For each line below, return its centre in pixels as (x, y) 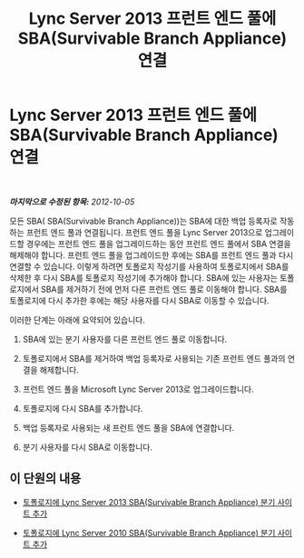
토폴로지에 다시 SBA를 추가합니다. (83, 408)
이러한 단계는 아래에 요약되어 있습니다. (77, 320)
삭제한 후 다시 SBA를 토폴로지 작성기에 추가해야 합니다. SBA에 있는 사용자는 (144, 277)
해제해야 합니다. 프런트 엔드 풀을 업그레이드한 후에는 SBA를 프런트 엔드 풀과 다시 (152, 254)
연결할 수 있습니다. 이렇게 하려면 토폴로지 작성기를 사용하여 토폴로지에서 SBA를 (149, 266)
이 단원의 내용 (45, 478)
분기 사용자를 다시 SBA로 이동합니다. (87, 447)
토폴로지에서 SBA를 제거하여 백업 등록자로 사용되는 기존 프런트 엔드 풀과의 (154, 358)
